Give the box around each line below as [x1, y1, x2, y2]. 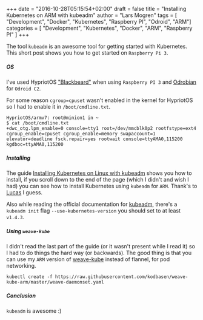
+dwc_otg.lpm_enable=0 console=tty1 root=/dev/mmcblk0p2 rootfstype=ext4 [6, 125, 197, 131]
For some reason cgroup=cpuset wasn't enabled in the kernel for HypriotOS [6, 97, 193, 104]
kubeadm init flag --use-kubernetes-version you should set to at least [6, 206, 181, 214]
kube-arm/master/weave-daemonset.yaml [6, 279, 104, 285]
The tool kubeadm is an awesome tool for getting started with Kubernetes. [6, 43, 188, 50]
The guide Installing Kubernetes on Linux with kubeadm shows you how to [6, 169, 192, 177]
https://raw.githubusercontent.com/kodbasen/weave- [55, 273, 188, 280]
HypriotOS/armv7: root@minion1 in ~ [6, 115, 99, 121]
